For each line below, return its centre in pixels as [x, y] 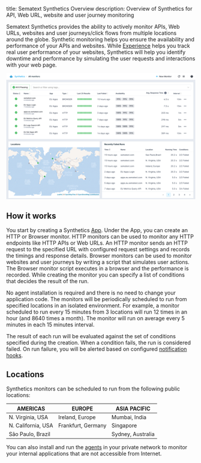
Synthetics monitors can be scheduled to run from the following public [93, 389]
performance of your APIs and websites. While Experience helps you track [98, 46]
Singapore [124, 426]
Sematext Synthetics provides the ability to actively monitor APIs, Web [93, 27]
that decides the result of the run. [47, 281]
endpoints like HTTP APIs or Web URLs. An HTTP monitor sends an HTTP [97, 243]
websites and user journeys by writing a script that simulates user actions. [98, 262]
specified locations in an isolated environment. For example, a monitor [93, 306]
